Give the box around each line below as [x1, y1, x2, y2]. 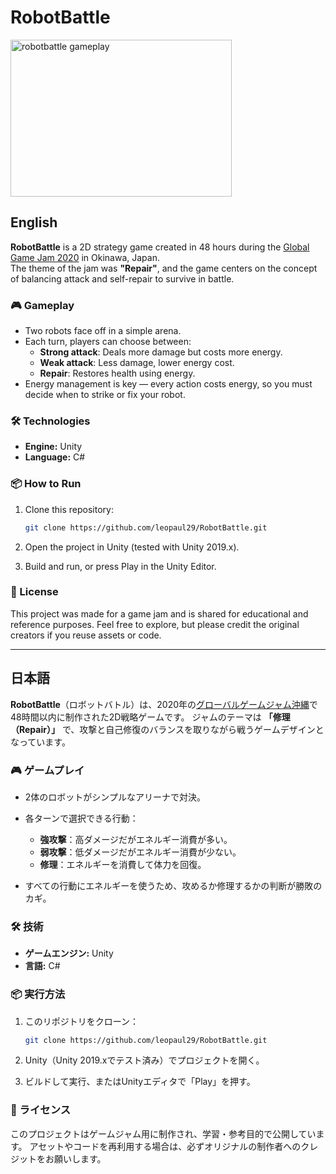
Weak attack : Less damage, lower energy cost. [39, 357, 235, 369]
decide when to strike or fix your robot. [24, 389, 186, 401]
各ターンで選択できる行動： [24, 812, 139, 824]
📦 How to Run [10, 477, 82, 491]
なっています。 [10, 736, 71, 748]
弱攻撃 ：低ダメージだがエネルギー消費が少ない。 [39, 846, 242, 858]
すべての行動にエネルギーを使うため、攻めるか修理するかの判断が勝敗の [24, 879, 323, 891]
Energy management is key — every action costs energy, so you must [24, 378, 313, 390]
